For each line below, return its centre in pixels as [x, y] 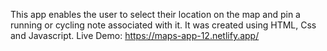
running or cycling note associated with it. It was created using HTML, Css [163, 25]
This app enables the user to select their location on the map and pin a [155, 14]
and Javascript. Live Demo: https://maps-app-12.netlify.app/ [135, 35]
